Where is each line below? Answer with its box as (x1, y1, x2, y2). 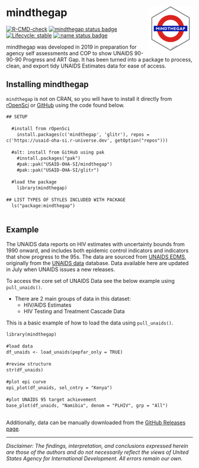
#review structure (6, 361, 52, 367)
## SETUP (6, 113, 28, 120)
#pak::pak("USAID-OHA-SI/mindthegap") (17, 161, 113, 167)
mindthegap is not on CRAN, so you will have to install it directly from (6, 95, 172, 102)
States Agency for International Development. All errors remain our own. (6, 454, 183, 462)
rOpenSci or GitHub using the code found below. (6, 101, 125, 109)
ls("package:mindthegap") (11, 202, 76, 209)
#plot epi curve (6, 378, 46, 385)
